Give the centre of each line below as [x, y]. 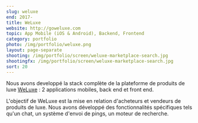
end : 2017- [20, 17]
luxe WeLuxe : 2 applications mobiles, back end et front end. [80, 90]
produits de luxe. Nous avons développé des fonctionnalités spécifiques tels [99, 108]
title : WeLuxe [24, 22]
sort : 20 [17, 67]
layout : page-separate [34, 50]
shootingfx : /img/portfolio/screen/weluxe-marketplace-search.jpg [90, 61]
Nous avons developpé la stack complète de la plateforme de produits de [95, 83]
